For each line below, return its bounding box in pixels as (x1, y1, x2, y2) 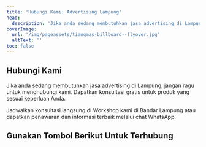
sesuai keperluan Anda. (6, 95, 66, 102)
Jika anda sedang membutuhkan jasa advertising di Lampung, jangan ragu (6, 82, 195, 89)
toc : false (6, 43, 34, 49)
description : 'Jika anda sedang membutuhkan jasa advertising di (12, 20, 183, 26)
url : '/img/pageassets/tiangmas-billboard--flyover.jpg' (12, 32, 161, 38)
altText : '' (12, 37, 43, 43)
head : (6, 15, 20, 21)
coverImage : (6, 26, 37, 32)
